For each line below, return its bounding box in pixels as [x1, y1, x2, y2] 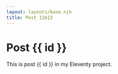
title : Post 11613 [6, 15, 53, 21]
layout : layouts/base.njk [6, 8, 72, 15]
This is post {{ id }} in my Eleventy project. [6, 61, 113, 68]
